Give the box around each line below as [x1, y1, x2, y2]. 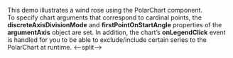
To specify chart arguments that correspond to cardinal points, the [7, 13, 202, 22]
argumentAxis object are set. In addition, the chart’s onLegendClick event [7, 28, 226, 36]
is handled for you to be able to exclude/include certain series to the [7, 36, 207, 44]
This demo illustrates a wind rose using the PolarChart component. [7, 6, 203, 14]
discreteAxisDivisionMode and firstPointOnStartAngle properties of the [7, 21, 222, 29]
